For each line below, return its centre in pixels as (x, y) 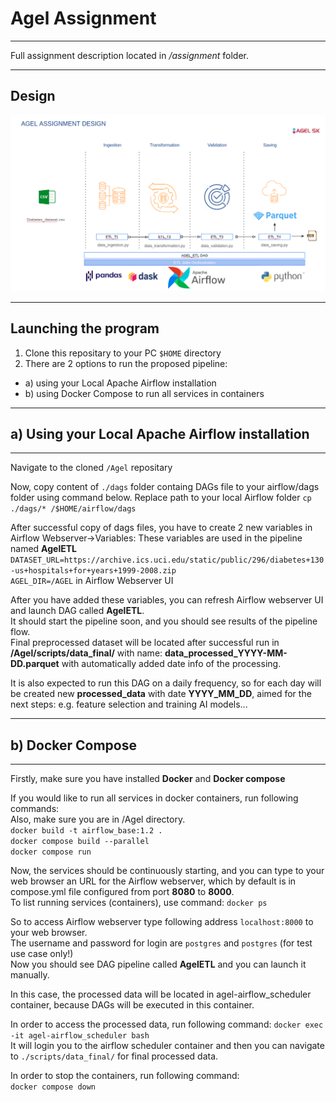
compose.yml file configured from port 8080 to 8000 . (122, 892)
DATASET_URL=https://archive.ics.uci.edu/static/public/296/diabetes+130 (167, 560)
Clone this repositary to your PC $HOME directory (123, 353)
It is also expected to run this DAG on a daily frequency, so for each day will (166, 683)
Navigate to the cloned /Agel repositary (91, 468)
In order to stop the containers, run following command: (125, 1076)
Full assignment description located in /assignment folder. (130, 55)
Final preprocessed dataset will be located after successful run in (145, 643)
